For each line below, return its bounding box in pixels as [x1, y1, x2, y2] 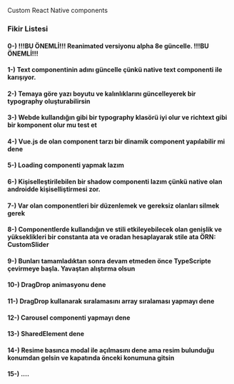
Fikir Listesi [7, 24, 49, 34]
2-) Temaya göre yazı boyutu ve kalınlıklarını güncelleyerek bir [7, 89, 196, 98]
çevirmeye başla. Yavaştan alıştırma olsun [7, 264, 136, 273]
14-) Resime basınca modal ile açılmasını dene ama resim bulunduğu [7, 345, 215, 354]
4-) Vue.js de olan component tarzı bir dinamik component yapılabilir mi [7, 137, 225, 146]
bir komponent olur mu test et [7, 121, 98, 129]
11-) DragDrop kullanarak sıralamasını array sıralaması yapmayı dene [7, 297, 215, 305]
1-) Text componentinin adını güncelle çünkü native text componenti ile [7, 66, 223, 74]
